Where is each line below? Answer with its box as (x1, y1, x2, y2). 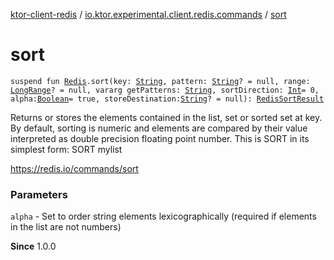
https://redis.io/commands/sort (10, 162, 139, 174)
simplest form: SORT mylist (10, 143, 123, 155)
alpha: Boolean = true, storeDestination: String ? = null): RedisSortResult (10, 94, 325, 104)
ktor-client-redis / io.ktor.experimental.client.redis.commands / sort (10, 9, 287, 20)
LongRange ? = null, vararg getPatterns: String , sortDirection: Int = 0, (10, 85, 320, 95)
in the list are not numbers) (10, 221, 122, 233)
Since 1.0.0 (10, 240, 57, 253)
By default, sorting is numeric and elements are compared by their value (10, 122, 308, 134)
